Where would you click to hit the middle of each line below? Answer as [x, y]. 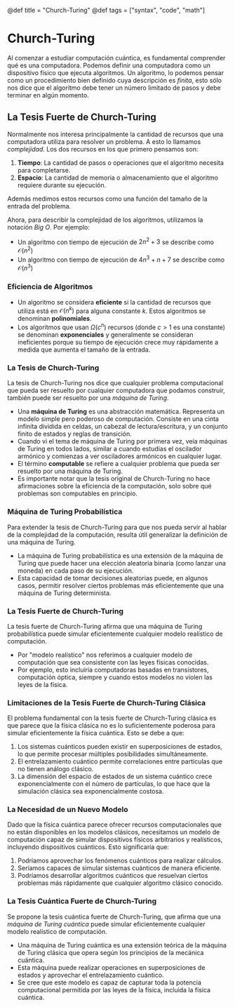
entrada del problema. [39, 206]
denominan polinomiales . [55, 319]
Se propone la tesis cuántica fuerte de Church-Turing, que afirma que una [114, 916]
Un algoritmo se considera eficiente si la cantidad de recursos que [114, 302]
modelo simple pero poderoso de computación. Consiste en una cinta [118, 419]
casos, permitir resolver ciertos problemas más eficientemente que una [121, 585]
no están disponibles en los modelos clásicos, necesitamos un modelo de [114, 832]
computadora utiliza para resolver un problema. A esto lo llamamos [104, 141]
